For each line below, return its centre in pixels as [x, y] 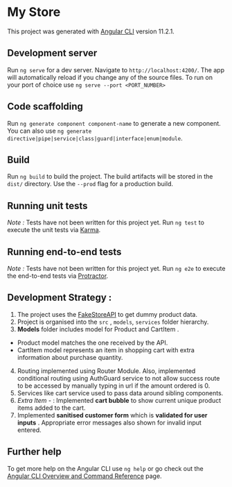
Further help [35, 452]
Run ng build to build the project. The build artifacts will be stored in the [110, 176]
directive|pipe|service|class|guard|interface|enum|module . [95, 138]
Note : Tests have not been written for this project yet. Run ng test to [106, 222]
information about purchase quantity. [70, 357]
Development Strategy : [60, 298]
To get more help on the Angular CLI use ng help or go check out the [105, 468]
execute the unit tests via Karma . [54, 230]
